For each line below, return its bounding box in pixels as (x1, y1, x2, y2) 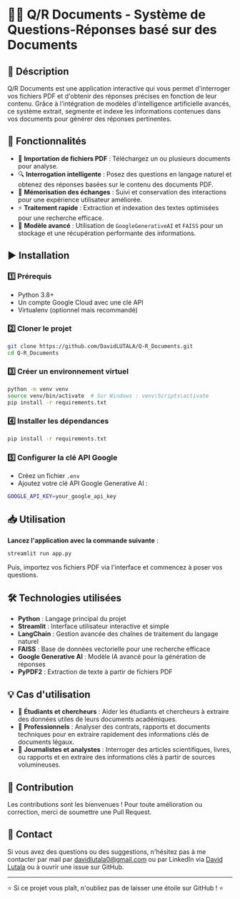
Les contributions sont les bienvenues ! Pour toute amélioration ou (7, 800, 202, 808)
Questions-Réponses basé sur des (7, 21, 217, 38)
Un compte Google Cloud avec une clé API (17, 298, 144, 307)
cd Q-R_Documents (7, 349, 59, 357)
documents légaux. (17, 737, 75, 746)
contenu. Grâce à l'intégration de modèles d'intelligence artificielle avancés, (7, 99, 231, 108)
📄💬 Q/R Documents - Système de (7, 6, 206, 23)
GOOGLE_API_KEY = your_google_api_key (7, 492, 116, 500)
